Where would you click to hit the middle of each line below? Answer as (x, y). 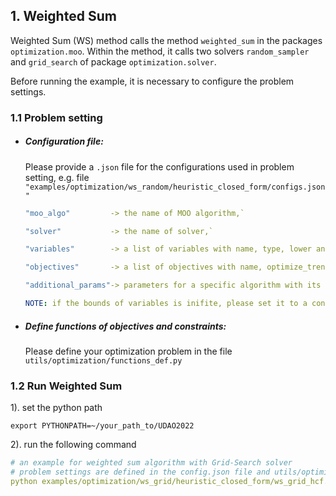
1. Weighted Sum (63, 16)
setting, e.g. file (57, 177)
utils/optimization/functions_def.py (103, 360)
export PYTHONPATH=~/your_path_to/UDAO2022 (102, 426)
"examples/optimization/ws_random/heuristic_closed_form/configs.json (175, 187)
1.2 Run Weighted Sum (66, 386)
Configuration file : (64, 141)
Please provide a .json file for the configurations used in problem (159, 166)
